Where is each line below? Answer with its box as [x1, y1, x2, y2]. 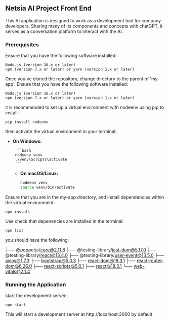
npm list [5, 228, 24, 233]
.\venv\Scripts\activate [15, 157, 67, 162]
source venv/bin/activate [20, 185, 75, 190]
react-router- [136, 257, 164, 264]
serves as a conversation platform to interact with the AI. [5, 28, 123, 35]
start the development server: [5, 293, 67, 299]
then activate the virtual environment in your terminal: [5, 128, 117, 135]
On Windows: [12, 138, 42, 144]
